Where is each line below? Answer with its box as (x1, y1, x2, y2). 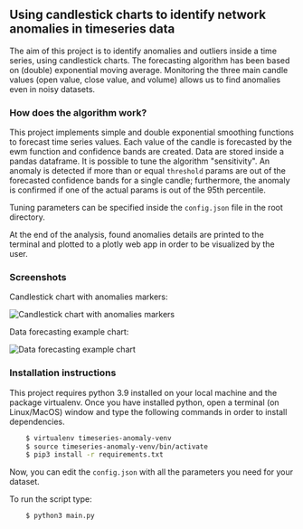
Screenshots (9, 271, 67, 284)
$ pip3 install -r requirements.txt (25, 450, 165, 459)
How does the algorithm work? (9, 106, 147, 118)
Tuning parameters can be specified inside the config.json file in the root (9, 203, 283, 213)
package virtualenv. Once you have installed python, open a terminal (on (9, 397, 279, 408)
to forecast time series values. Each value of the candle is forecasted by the (9, 137, 292, 147)
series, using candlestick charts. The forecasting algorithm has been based (9, 54, 290, 66)
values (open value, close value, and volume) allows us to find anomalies (9, 74, 281, 85)
